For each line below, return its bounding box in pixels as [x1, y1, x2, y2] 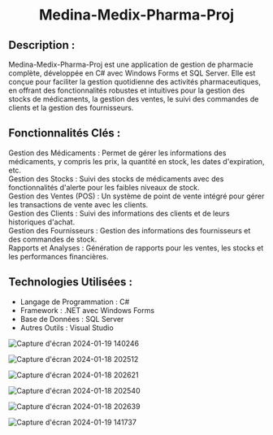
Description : [8, 38, 76, 52]
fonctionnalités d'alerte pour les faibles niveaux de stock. [8, 182, 201, 192]
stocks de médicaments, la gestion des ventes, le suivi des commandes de [8, 94, 259, 103]
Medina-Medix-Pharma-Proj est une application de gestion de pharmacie [8, 59, 253, 69]
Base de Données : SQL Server [19, 314, 124, 324]
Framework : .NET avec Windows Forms [19, 305, 155, 315]
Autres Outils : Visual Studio [19, 323, 114, 333]
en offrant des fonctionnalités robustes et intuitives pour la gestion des [8, 85, 245, 95]
